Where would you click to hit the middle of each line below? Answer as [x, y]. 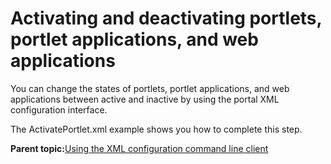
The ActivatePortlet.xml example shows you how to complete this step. [156, 129]
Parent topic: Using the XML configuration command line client [139, 148]
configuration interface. [59, 109]
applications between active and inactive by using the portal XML [145, 99]
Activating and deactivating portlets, [166, 18]
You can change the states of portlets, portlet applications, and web [150, 88]
